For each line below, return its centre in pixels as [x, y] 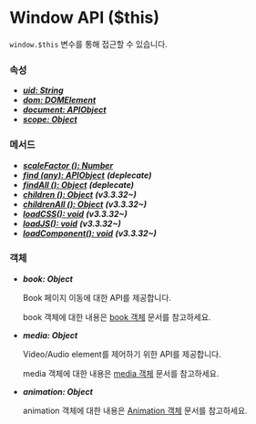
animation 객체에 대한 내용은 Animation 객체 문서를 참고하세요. [135, 410]
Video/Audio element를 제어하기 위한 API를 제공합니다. [122, 354]
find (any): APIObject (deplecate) [87, 175]
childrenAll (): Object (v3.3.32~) [85, 204]
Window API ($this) [84, 18]
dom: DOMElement [59, 100]
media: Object [50, 335]
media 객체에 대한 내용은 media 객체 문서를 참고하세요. [121, 373]
